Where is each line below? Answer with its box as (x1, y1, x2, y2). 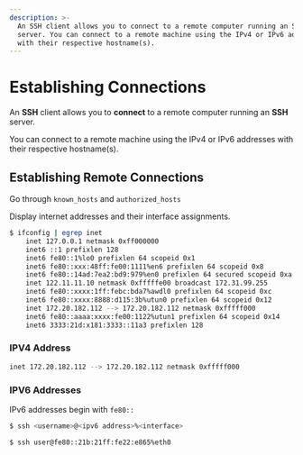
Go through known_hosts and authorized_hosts (9, 194, 182, 204)
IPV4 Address (9, 341, 71, 354)
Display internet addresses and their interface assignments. (9, 211, 231, 222)
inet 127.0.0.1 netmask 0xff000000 (25, 236, 160, 246)
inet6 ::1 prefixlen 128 (25, 245, 119, 254)
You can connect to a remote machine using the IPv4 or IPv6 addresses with (9, 134, 294, 145)
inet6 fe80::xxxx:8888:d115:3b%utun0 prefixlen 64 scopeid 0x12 (25, 296, 272, 305)
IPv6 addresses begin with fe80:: (9, 404, 135, 414)
